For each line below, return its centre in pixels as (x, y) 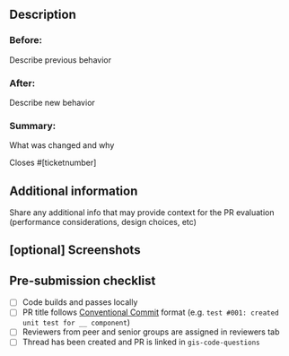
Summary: (33, 126)
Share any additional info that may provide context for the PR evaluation (142, 213)
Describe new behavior (53, 102)
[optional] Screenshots (75, 250)
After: (22, 82)
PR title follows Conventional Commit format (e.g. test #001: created (151, 312)
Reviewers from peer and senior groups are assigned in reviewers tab (151, 332)
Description (43, 15)
